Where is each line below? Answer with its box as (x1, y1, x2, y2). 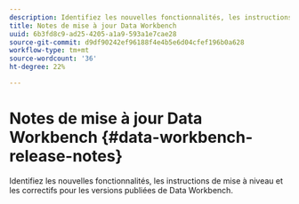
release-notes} (9, 146, 123, 167)
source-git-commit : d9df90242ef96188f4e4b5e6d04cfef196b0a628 (9, 37, 245, 47)
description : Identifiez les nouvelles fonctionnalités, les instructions (9, 12, 293, 22)
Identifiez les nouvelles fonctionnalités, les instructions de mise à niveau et (9, 175, 283, 186)
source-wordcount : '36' (9, 54, 98, 63)
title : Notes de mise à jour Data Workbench (9, 21, 177, 30)
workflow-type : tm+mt (9, 46, 90, 55)
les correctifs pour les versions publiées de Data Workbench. (9, 184, 234, 195)
